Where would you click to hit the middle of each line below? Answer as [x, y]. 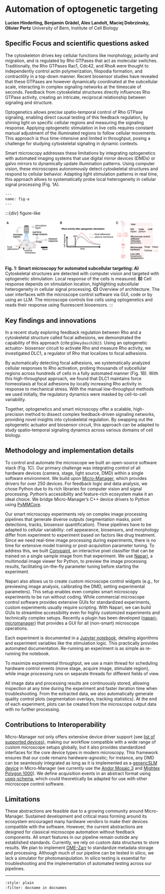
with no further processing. [33, 709]
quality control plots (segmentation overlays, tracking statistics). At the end [81, 699]
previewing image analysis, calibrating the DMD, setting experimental [75, 586]
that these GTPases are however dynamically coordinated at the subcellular [82, 81]
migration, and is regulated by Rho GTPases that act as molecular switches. [82, 61]
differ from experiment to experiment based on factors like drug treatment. [81, 535]
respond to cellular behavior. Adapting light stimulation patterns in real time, [82, 174]
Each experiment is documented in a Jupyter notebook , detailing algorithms [82, 638]
